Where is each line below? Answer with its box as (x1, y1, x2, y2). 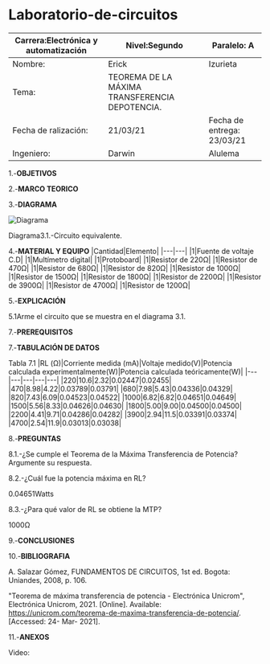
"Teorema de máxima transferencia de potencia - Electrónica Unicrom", (8, 591, 245, 600)
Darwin (108, 147, 135, 158)
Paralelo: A (211, 39, 255, 51)
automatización (25, 44, 87, 55)
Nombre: (12, 58, 46, 69)
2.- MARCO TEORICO (8, 183, 79, 194)
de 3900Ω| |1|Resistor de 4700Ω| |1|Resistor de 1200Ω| (8, 280, 190, 290)
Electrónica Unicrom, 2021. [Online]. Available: (8, 599, 162, 609)
